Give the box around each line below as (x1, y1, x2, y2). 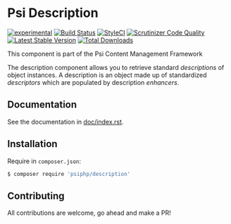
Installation (7, 138, 58, 150)
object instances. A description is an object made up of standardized (7, 71, 207, 79)
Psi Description (7, 5, 99, 21)
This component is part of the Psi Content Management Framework (7, 49, 203, 58)
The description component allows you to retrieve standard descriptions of (7, 63, 225, 71)
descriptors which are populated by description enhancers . (7, 78, 180, 86)
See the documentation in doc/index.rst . (7, 117, 124, 126)
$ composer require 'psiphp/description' (7, 170, 131, 177)
